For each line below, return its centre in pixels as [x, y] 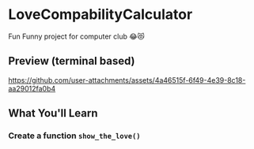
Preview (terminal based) [72, 61]
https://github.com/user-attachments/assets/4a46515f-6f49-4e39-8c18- [127, 80]
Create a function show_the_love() [74, 136]
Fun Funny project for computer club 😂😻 [76, 36]
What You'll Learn [53, 113]
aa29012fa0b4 [32, 88]
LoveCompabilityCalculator [100, 15]
